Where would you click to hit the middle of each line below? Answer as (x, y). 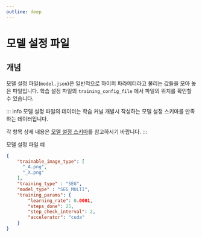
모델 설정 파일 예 (26, 144)
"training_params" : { (44, 195)
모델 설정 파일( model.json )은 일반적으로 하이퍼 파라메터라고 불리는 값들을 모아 (98, 83)
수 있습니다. (20, 98)
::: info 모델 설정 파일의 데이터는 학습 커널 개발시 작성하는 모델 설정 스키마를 (95, 111)
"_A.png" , (34, 167)
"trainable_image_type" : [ (51, 161)
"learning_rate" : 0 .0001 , (61, 201)
